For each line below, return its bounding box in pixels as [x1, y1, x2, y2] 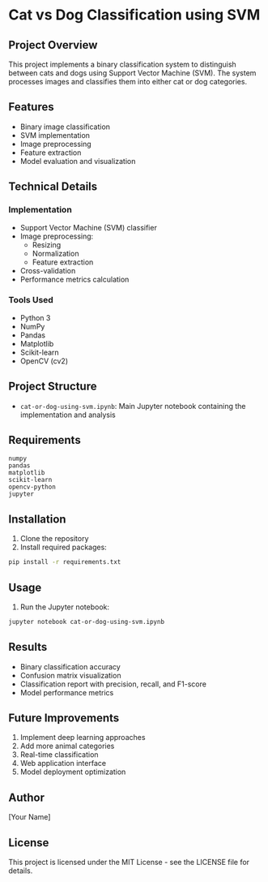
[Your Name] [8, 812, 51, 822]
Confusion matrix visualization [19, 670, 121, 680]
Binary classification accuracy [19, 661, 121, 671]
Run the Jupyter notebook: [19, 602, 110, 612]
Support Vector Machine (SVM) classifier [19, 222, 158, 232]
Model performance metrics [19, 687, 114, 697]
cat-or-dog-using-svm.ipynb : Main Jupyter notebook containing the [19, 401, 246, 411]
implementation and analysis [19, 410, 116, 419]
